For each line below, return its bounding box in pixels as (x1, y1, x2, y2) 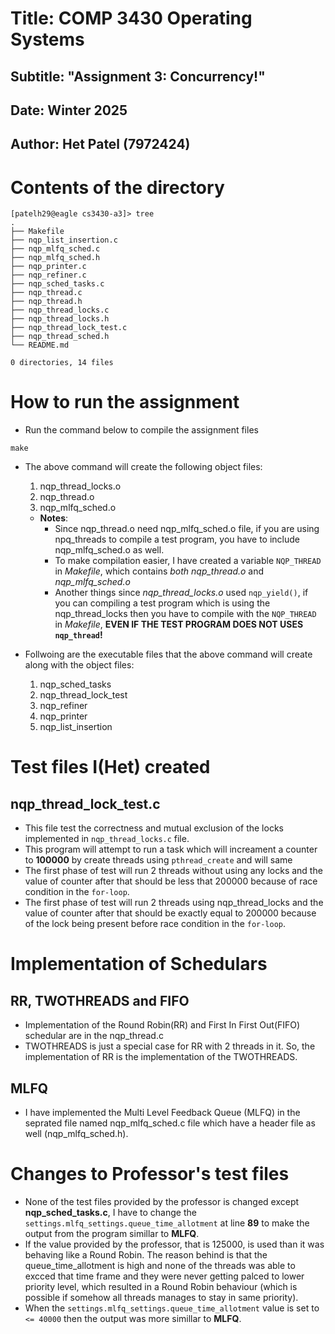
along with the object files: (24, 659, 135, 671)
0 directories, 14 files (10, 358, 114, 368)
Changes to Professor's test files (10, 1163, 290, 1186)
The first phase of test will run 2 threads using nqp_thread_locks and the (24, 897, 324, 909)
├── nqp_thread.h (10, 297, 83, 307)
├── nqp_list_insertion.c (10, 235, 118, 246)
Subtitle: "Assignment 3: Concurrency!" (10, 68, 266, 85)
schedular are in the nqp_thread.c (24, 1030, 164, 1042)
